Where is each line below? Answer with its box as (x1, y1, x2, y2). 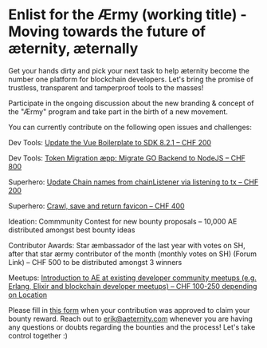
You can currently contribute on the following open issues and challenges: (8, 122, 253, 132)
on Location (8, 290, 48, 299)
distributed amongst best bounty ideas (8, 225, 135, 235)
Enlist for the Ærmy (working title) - (8, 6, 247, 24)
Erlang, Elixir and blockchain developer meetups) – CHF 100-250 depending (8, 281, 257, 291)
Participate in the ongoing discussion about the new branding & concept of (8, 98, 254, 108)
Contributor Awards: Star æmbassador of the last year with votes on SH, (8, 240, 245, 250)
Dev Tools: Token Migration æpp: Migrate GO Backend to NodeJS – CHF (8, 153, 245, 163)
